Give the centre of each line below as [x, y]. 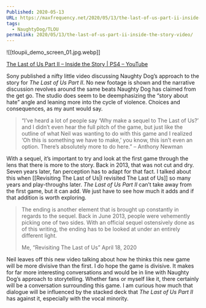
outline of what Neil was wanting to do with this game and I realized [107, 134]
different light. [39, 236]
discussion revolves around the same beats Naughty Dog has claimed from [101, 89]
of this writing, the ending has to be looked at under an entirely [101, 229]
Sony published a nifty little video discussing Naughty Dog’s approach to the [103, 76]
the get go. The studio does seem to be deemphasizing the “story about [97, 96]
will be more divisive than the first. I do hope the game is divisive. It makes [100, 266]
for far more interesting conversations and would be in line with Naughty [98, 272]
